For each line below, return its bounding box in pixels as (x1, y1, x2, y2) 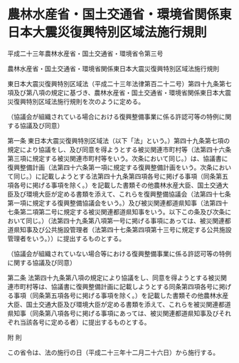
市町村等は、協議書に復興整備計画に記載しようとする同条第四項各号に (13, 282, 219, 290)
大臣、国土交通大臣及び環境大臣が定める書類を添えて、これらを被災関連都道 (7, 300, 231, 308)
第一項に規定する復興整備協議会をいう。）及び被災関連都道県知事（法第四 (7, 199, 223, 207)
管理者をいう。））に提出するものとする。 (7, 234, 126, 243)
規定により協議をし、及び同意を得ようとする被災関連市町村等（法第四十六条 (7, 145, 232, 154)
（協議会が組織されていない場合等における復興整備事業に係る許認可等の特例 (7, 249, 232, 258)
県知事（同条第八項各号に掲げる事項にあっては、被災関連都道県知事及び (7, 309, 219, 317)
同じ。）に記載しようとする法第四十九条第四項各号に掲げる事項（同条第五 (13, 172, 229, 180)
